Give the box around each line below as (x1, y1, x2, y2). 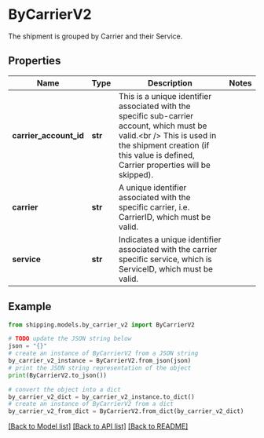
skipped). (119, 169, 154, 180)
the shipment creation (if (119, 140, 210, 151)
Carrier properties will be (119, 159, 211, 170)
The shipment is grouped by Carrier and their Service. (8, 31, 183, 41)
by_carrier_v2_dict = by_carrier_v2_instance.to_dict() (8, 392, 195, 401)
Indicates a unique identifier (119, 234, 222, 245)
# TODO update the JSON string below (8, 335, 132, 343)
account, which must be (119, 120, 207, 131)
